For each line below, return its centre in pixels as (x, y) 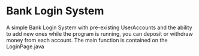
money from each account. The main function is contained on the (87, 40)
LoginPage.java (25, 46)
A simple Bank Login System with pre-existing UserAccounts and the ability (99, 27)
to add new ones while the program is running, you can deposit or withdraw (99, 33)
